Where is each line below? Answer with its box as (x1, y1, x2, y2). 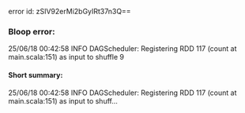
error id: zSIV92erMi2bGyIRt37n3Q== (8, 7, 132, 16)
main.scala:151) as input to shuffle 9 (8, 53, 125, 62)
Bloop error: (8, 26, 55, 37)
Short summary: (8, 70, 63, 79)
